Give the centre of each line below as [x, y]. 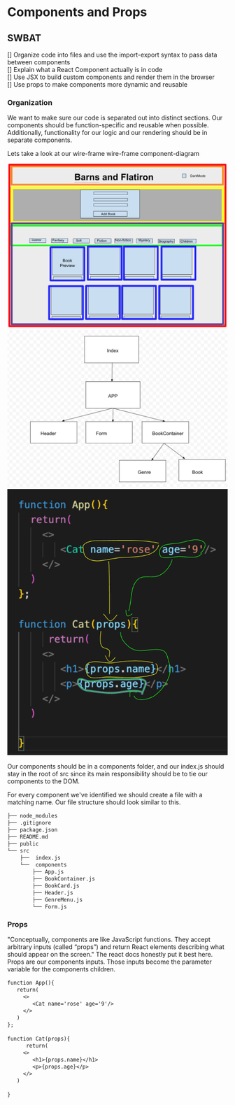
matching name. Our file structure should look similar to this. [94, 802]
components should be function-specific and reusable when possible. [108, 125]
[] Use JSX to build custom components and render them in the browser [111, 77]
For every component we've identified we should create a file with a [105, 795]
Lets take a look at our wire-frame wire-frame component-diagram [103, 154]
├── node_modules [33, 816]
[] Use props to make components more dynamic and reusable [97, 84]
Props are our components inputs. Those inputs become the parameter [109, 962]
